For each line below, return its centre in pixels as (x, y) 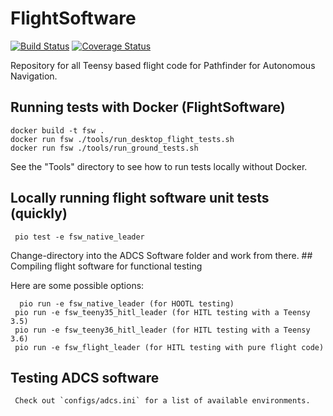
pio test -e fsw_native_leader (79, 237)
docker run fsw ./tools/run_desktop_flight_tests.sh (122, 139)
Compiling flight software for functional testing (106, 266)
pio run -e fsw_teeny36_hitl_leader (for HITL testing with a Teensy (162, 330)
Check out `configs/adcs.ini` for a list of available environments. (162, 401)
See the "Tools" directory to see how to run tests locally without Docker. (159, 166)
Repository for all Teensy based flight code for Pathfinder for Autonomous (163, 65)
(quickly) (39, 213)
